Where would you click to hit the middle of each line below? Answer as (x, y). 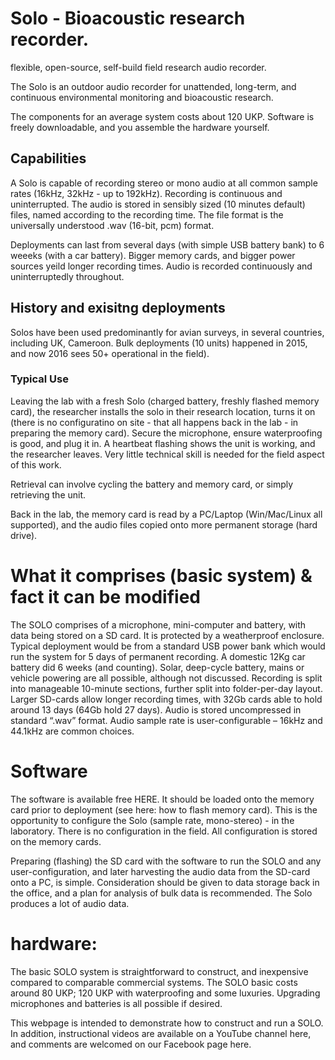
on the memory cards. (56, 841)
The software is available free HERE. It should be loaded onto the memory (162, 799)
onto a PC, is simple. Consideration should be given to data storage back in (165, 882)
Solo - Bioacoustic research (128, 18)
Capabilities (48, 158)
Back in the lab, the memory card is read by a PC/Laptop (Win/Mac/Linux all (166, 514)
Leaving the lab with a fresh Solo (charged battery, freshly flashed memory (165, 401)
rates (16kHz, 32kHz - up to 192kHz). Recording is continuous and (146, 193)
